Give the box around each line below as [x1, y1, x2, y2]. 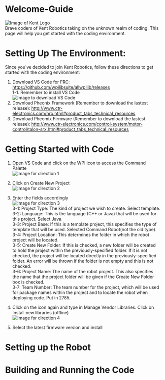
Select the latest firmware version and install [12, 324, 102, 330]
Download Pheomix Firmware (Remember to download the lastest [12, 115, 146, 122]
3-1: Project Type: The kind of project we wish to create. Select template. [12, 205, 161, 211]
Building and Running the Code [5, 365, 134, 376]
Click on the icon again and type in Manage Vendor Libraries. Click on [12, 304, 154, 310]
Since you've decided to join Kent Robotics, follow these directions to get [5, 64, 154, 70]
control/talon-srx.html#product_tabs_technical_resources [12, 126, 129, 132]
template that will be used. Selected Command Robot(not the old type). [12, 226, 157, 232]
